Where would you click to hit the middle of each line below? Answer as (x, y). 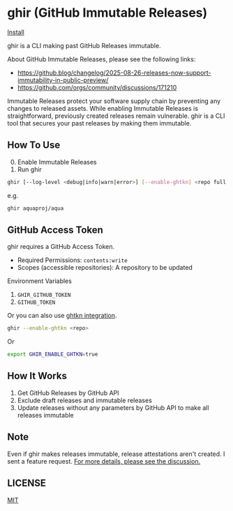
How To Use (34, 145)
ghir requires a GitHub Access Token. (61, 247)
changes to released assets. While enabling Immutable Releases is (103, 108)
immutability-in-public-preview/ (63, 80)
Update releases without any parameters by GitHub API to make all (113, 407)
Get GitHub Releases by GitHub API (68, 392)
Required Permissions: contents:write (72, 260)
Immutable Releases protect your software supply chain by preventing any (114, 101)
